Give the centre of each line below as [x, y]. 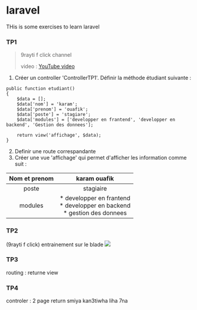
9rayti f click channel [46, 55]
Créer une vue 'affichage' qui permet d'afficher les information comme [101, 158]
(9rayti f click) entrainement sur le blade [55, 244]
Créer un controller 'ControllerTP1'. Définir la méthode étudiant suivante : [103, 78]
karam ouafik [95, 179]
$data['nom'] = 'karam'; [47, 104]
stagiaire [95, 189]
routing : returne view [32, 272]
